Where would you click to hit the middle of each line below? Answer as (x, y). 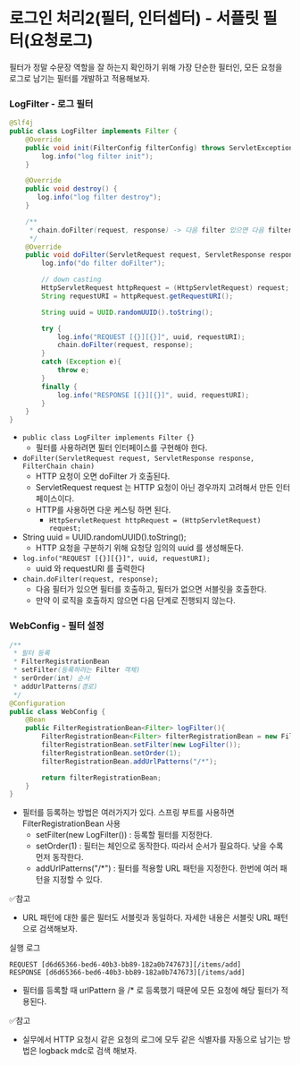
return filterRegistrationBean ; (102, 778)
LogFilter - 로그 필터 (51, 104)
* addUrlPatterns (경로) (55, 686)
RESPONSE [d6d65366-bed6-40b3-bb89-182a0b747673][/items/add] (127, 973)
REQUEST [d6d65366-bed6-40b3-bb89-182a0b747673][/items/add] (125, 965)
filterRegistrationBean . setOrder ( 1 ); (111, 753)
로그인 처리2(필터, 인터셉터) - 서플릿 (134, 18)
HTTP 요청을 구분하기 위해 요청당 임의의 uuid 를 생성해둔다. (139, 548)
